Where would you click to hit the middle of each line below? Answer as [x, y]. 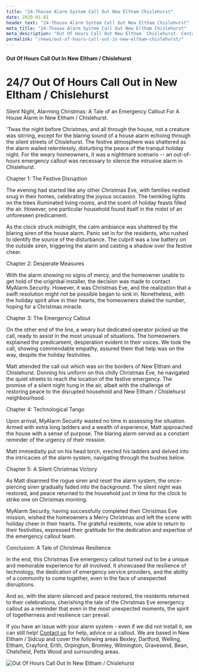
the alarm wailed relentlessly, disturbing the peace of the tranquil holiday [95, 148]
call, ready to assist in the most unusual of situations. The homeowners [93, 335]
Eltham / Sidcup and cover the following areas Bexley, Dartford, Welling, [94, 639]
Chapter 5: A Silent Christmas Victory [52, 469]
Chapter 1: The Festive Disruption [47, 178]
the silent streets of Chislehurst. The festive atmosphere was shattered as [96, 142]
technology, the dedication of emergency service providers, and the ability [97, 572]
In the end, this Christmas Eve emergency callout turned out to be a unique [98, 559]
